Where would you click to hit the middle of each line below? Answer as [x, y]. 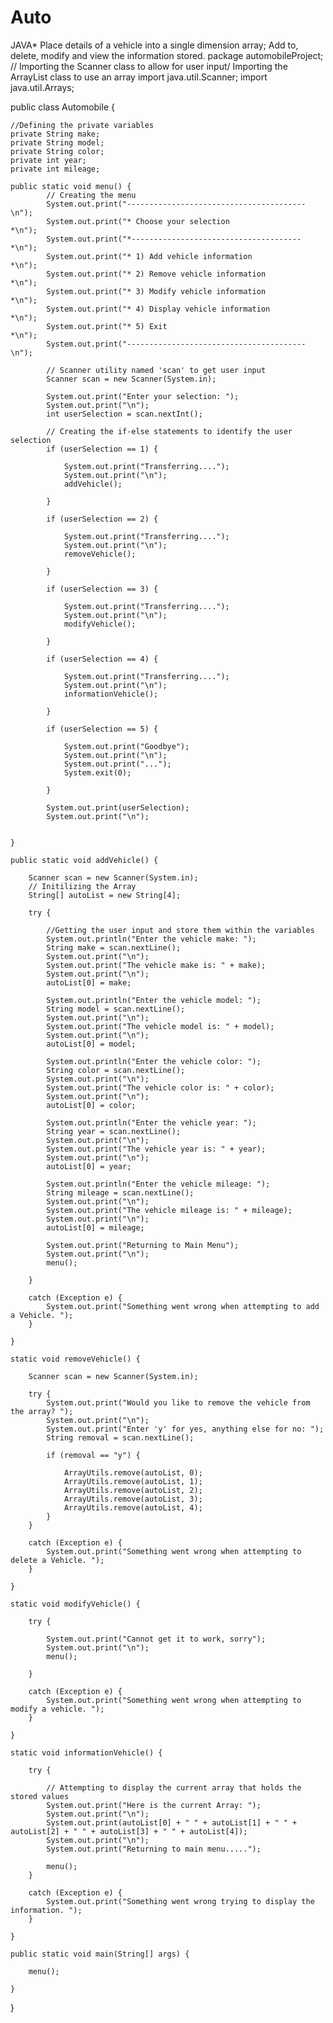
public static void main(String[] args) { [100, 1954]
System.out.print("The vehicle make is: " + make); [156, 965]
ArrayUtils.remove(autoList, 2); [133, 1490]
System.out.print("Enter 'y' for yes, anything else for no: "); [185, 1429]
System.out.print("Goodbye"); [126, 746]
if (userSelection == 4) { [102, 659]
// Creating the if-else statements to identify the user [169, 431]
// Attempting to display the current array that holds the [174, 1787]
